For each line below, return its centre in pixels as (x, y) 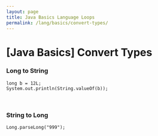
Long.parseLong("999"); (36, 128)
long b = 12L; (24, 83)
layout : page (22, 12)
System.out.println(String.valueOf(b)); (57, 88)
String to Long (27, 115)
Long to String (27, 71)
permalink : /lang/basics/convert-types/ (57, 23)
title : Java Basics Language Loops (51, 17)
